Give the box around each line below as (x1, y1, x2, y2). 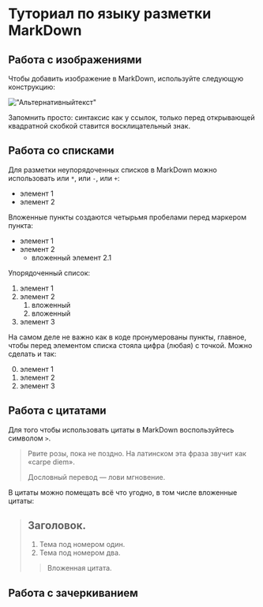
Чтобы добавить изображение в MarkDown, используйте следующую (8, 74, 243, 83)
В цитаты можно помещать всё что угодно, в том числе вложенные (8, 487, 238, 497)
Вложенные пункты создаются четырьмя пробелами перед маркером (8, 212, 247, 222)
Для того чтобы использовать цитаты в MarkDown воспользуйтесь (8, 425, 235, 434)
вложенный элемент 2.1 (31, 253, 112, 262)
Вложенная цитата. (47, 564, 112, 573)
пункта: (8, 220, 34, 230)
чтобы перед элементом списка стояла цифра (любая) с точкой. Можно (8, 340, 253, 350)
